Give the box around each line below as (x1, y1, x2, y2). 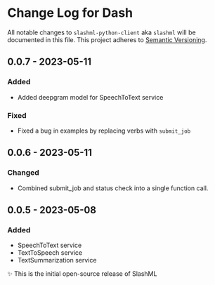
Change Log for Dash (7, 5, 133, 21)
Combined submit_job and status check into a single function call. (17, 184, 209, 192)
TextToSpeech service (17, 248, 83, 257)
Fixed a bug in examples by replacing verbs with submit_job (17, 126, 191, 135)
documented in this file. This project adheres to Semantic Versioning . (7, 35, 207, 44)
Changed (7, 168, 40, 178)
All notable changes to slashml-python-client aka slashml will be (7, 28, 196, 37)
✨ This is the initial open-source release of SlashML (7, 270, 157, 278)
